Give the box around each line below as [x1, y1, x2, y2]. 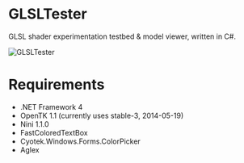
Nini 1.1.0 [19, 119, 50, 129]
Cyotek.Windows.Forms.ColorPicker [19, 136, 141, 146]
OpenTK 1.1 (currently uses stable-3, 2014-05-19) [19, 111, 184, 120]
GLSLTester [8, 5, 87, 23]
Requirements [8, 76, 105, 94]
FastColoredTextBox [19, 127, 88, 137]
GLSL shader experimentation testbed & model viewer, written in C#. [8, 31, 237, 41]
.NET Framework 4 [19, 102, 83, 111]
